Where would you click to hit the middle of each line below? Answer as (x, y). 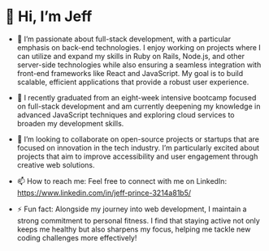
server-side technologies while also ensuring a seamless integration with (139, 65)
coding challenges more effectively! (77, 237)
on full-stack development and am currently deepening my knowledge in (139, 106)
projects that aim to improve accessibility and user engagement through (137, 156)
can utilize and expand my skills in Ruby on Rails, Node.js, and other (130, 56)
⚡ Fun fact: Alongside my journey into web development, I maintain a (132, 209)
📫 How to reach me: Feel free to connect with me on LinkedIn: (121, 181)
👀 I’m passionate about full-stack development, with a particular (124, 39)
